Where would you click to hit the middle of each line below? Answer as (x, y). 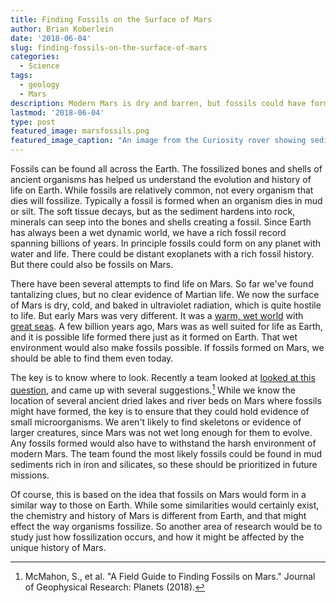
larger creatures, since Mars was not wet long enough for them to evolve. (161, 432)
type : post (33, 122)
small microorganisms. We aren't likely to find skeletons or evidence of (156, 422)
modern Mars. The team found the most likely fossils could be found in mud (166, 453)
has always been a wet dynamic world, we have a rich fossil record (148, 232)
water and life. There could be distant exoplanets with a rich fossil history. (162, 254)
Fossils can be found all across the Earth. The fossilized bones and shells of (166, 169)
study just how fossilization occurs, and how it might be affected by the (157, 537)
